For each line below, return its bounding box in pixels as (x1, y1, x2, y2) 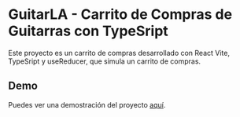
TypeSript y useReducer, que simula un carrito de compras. (8, 57, 201, 66)
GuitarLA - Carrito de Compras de (8, 5, 233, 24)
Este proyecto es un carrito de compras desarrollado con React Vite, (8, 48, 231, 57)
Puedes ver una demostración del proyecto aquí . (8, 100, 166, 109)
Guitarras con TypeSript (8, 22, 169, 40)
